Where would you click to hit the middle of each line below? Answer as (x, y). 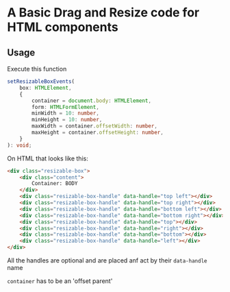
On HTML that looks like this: (48, 158)
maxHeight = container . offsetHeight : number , (98, 132)
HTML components (63, 27)
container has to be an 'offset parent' (60, 281)
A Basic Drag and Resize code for (103, 13)
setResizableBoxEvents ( (41, 82)
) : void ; (20, 145)
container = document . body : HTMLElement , (92, 101)
